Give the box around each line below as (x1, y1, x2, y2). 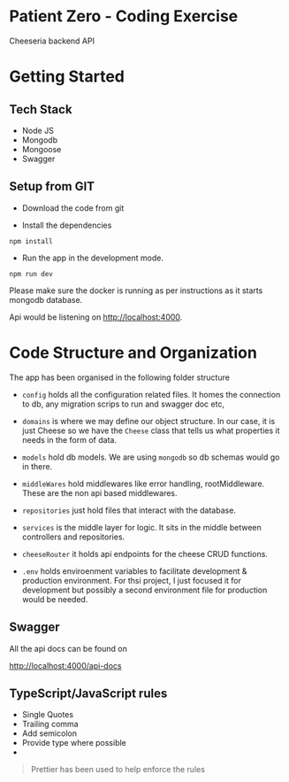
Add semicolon (21, 728, 78, 739)
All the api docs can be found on (9, 643, 128, 654)
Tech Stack (9, 102, 72, 117)
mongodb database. (9, 294, 83, 305)
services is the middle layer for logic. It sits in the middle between (21, 522, 262, 532)
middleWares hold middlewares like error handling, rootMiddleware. (21, 478, 265, 489)
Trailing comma (21, 719, 79, 730)
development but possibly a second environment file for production (21, 585, 268, 595)
